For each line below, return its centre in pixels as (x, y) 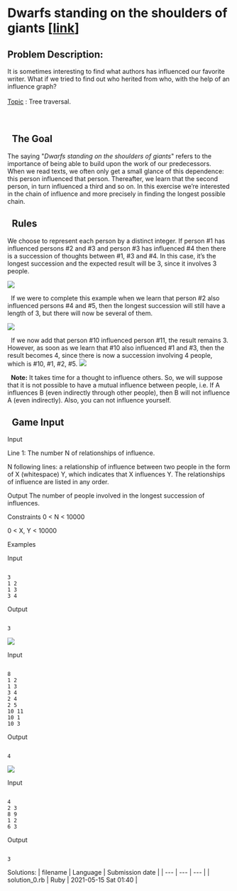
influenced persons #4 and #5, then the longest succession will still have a (116, 305)
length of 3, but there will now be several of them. (80, 313)
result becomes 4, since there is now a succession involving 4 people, (110, 355)
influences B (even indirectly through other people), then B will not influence (119, 393)
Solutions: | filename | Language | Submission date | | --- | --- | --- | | (109, 873)
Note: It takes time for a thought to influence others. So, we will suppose (117, 377)
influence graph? (32, 86)
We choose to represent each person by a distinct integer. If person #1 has (116, 241)
